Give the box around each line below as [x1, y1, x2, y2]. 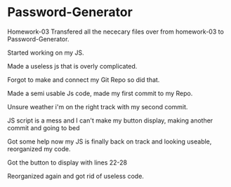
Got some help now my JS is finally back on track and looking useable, [7, 137, 212, 146]
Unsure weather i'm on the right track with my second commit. [7, 102, 188, 111]
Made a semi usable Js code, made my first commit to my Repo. [7, 89, 193, 97]
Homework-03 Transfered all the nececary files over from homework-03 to [7, 27, 225, 36]
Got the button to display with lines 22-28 [7, 158, 128, 167]
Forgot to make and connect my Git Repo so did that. [7, 75, 160, 84]
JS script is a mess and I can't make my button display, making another [7, 116, 213, 125]
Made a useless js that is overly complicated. [7, 62, 138, 70]
